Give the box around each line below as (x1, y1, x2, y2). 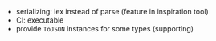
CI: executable (15, 15, 64, 25)
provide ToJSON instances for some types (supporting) (15, 24, 194, 33)
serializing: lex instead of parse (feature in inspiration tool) (15, 7, 209, 16)
